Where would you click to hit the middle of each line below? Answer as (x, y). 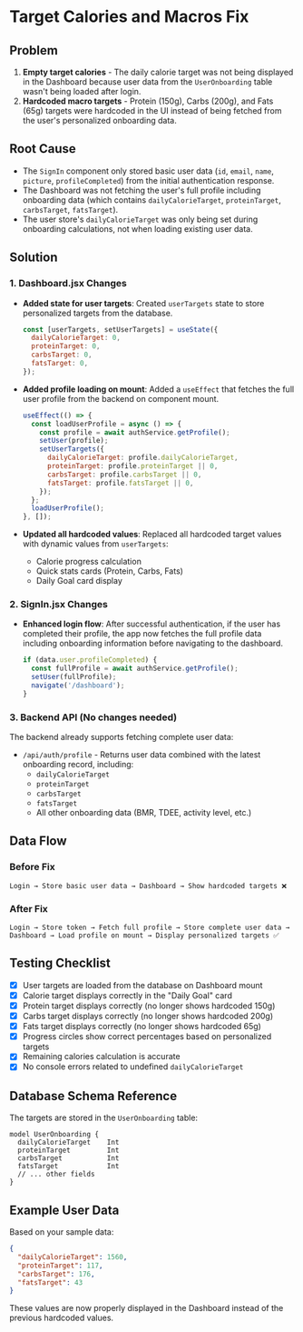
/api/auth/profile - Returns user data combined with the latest (142, 755)
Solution (34, 258)
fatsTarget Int (68, 1167)
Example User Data (64, 1210)
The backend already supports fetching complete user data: (122, 737)
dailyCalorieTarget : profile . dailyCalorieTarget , (142, 458)
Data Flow (38, 841)
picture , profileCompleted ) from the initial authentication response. (148, 180)
